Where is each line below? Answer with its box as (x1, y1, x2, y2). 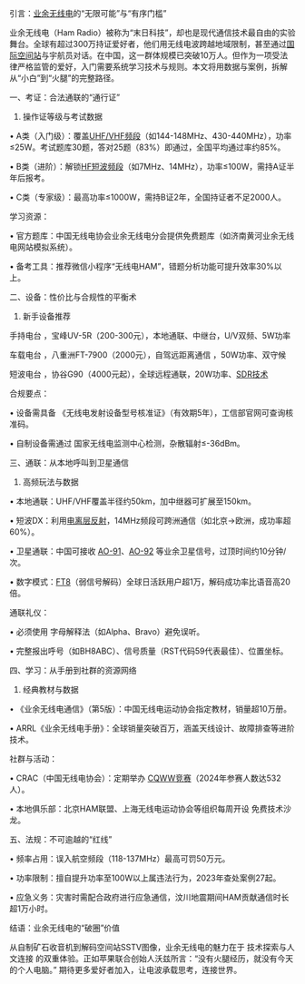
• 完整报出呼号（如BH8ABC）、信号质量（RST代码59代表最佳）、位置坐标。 (9, 645, 289, 656)
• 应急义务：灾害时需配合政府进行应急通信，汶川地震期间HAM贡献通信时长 (9, 892, 290, 902)
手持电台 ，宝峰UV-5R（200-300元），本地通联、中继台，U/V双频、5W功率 (9, 330, 291, 340)
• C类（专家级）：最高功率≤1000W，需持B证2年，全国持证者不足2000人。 (9, 192, 287, 202)
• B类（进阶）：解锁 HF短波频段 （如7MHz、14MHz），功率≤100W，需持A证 (9, 162, 287, 172)
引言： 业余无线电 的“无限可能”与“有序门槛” (9, 8, 167, 18)
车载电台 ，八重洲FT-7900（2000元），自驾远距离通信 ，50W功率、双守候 (9, 349, 287, 360)
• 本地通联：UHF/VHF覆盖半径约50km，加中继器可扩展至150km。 (9, 496, 257, 507)
